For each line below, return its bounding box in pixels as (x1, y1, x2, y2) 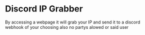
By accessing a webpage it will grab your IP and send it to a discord (5, 19, 141, 25)
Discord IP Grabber (5, 3, 83, 14)
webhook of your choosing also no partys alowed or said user (5, 24, 129, 30)
